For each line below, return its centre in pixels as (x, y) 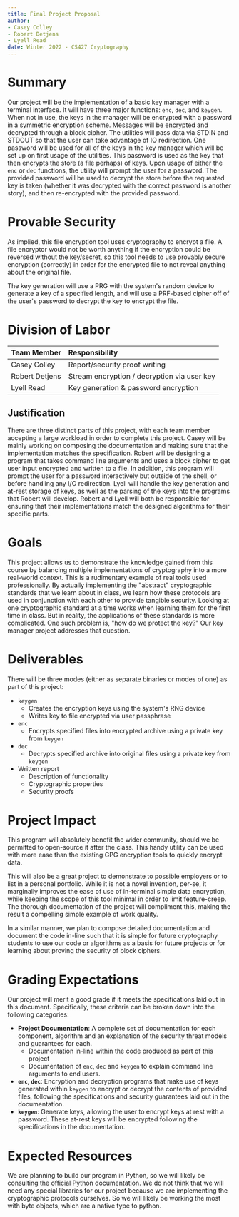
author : (19, 21)
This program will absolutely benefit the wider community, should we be (113, 840)
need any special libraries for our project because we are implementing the (118, 1191)
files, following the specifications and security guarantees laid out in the (123, 1096)
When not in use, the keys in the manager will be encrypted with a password (119, 117)
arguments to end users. (65, 1074)
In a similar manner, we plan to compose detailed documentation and (109, 928)
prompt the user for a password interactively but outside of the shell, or (112, 476)
